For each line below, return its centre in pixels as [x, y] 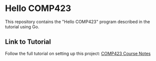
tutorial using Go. [22, 26]
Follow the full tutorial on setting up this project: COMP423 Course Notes [78, 53]
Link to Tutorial [28, 42]
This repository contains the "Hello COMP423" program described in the [78, 22]
